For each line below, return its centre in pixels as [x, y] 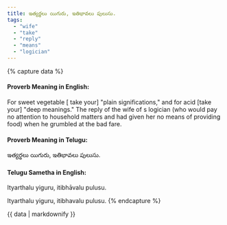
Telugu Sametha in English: [47, 172]
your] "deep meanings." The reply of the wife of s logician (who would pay [112, 110]
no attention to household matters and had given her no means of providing [114, 117]
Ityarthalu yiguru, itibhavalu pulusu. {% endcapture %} [84, 201]
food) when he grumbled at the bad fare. [64, 124]
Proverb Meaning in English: [48, 87]
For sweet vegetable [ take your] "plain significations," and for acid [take [109, 102]
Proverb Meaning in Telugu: [47, 140]
